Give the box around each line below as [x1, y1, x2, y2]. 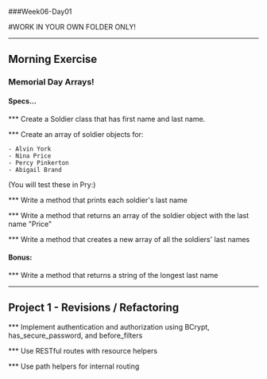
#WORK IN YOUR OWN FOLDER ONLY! [8, 22, 137, 31]
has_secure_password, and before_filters [8, 330, 143, 340]
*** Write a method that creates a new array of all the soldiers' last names [8, 234, 250, 244]
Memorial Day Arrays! [8, 76, 95, 88]
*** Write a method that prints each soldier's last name [8, 195, 188, 205]
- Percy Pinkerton [8, 158, 69, 166]
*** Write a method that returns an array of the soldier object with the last [8, 210, 249, 220]
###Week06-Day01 [8, 7, 72, 16]
